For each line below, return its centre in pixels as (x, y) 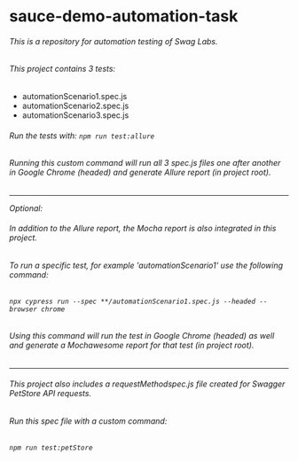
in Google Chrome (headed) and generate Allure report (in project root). (140, 172)
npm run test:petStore (51, 448)
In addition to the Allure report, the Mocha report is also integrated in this (143, 229)
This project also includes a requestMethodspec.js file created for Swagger (147, 384)
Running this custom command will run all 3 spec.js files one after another (145, 163)
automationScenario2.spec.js (75, 105)
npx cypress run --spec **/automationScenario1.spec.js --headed (132, 301)
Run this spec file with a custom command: (88, 421)
